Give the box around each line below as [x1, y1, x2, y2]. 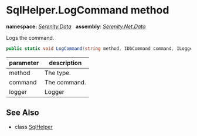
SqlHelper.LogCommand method [6, 4, 169, 17]
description [49, 59, 82, 67]
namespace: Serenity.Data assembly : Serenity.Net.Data [6, 23, 146, 30]
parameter [9, 59, 39, 67]
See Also [6, 108, 39, 118]
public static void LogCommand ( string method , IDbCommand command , [6, 45, 175, 52]
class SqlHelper [14, 123, 53, 130]
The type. [45, 69, 72, 77]
